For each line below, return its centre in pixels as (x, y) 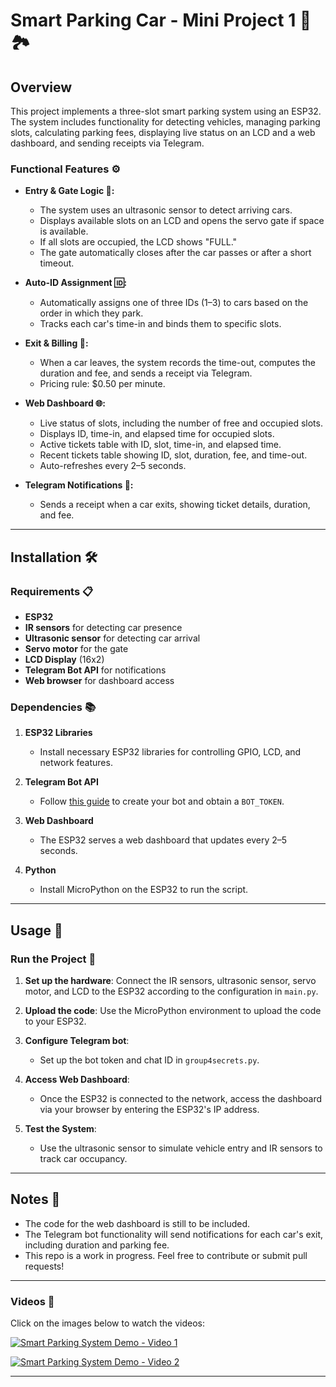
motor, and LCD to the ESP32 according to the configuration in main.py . (171, 991)
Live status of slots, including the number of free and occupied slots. (181, 423)
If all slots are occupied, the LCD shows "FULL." (138, 242)
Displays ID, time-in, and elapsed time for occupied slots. (157, 434)
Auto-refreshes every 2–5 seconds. (113, 466)
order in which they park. (91, 313)
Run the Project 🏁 (53, 959)
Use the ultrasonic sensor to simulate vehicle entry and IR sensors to (181, 1148)
